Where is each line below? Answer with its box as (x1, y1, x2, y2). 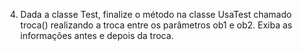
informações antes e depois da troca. (19, 30, 175, 41)
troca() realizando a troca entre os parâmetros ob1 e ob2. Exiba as (19, 19, 293, 31)
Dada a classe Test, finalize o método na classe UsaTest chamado (19, 9, 292, 20)
